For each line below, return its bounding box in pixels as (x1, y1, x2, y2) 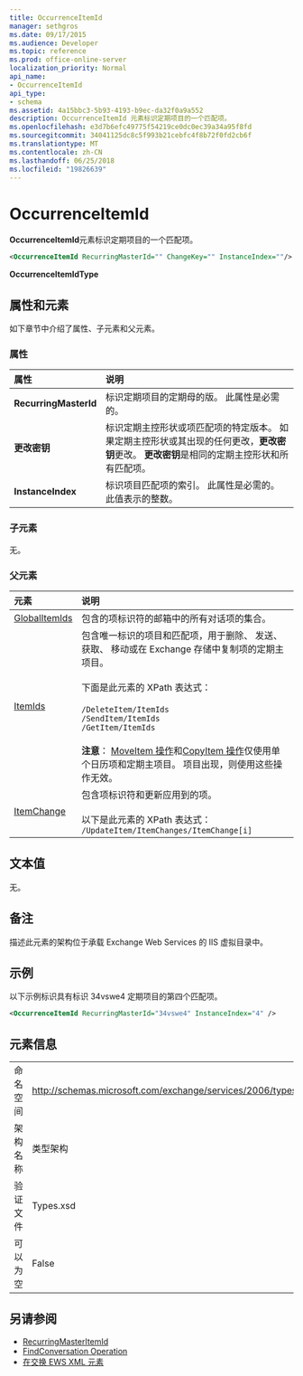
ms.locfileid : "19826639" (9, 165, 106, 174)
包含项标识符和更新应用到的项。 (80, 788, 217, 801)
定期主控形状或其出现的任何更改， (114, 435, 260, 448)
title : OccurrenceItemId (9, 13, 103, 23)
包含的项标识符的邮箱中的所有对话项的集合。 (80, 612, 271, 625)
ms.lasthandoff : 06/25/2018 (9, 156, 115, 165)
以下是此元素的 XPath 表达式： (80, 813, 212, 825)
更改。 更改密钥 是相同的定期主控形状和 (114, 448, 280, 461)
